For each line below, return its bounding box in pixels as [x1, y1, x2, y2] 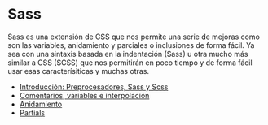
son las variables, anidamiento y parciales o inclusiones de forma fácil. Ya [7, 40, 255, 50]
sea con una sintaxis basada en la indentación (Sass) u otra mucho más [7, 49, 248, 58]
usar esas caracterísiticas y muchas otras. [7, 66, 150, 75]
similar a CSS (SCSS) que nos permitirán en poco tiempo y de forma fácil [7, 58, 253, 67]
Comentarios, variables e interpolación [19, 90, 150, 100]
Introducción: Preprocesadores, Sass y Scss [19, 82, 169, 92]
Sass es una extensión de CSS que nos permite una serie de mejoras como [7, 32, 260, 41]
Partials [19, 107, 46, 118]
